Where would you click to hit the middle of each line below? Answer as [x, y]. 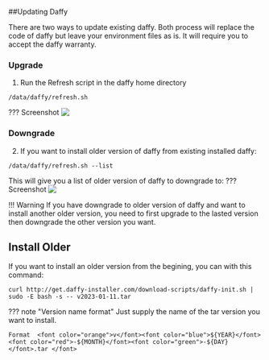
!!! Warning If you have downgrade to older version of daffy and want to [127, 205]
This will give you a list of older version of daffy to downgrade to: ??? [123, 180]
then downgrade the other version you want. [82, 221]
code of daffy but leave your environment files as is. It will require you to [128, 36]
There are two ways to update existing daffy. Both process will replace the [132, 27]
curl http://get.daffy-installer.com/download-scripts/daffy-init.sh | [131, 290]
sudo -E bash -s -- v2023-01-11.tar [70, 297]
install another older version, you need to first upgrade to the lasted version [134, 213]
